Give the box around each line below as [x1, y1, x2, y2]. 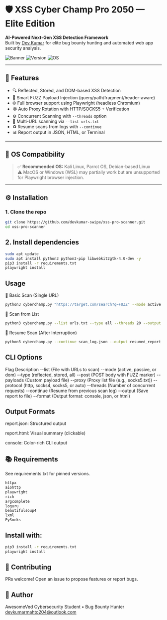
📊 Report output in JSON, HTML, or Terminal [12, 129, 105, 135]
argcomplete [5, 499, 30, 504]
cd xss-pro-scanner [5, 224, 46, 229]
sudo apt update [5, 251, 39, 256]
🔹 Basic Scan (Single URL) [5, 292, 59, 298]
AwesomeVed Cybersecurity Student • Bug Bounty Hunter [5, 604, 125, 610]
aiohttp [5, 485, 21, 490]
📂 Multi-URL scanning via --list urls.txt [12, 118, 99, 124]
